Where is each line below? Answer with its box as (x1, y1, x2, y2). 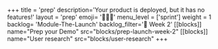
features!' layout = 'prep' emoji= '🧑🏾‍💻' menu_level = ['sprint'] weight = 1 (7, 13, 212, 21)
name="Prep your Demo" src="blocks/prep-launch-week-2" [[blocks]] (7, 27, 208, 35)
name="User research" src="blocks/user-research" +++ (7, 35, 168, 43)
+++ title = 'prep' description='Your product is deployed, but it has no (7, 6, 205, 14)
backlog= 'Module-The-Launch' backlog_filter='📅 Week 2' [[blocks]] (7, 20, 202, 28)
